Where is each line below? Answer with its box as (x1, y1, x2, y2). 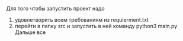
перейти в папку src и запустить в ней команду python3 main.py (14, 23, 178, 29)
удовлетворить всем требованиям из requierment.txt (14, 16, 149, 23)
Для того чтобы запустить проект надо (6, 5, 105, 12)
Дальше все (14, 29, 46, 36)
